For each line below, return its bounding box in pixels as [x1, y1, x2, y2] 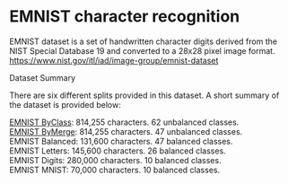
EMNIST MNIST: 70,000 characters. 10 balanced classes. [9, 164, 221, 175]
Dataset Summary [9, 72, 76, 83]
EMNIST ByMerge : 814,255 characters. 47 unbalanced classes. [9, 126, 243, 136]
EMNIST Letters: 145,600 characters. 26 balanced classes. [9, 145, 226, 156]
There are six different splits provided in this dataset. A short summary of [9, 90, 280, 101]
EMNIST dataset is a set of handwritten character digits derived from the [9, 36, 278, 47]
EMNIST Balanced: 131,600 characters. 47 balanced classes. [9, 136, 233, 146]
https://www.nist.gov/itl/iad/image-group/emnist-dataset [9, 55, 219, 66]
